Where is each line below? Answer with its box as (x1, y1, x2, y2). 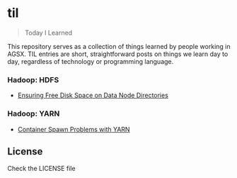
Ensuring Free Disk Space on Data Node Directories (17, 91, 168, 100)
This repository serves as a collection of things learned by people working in (7, 42, 231, 50)
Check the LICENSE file (7, 165, 76, 173)
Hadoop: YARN (7, 109, 60, 118)
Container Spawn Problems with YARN (17, 125, 130, 133)
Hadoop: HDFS (7, 74, 59, 84)
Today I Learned (24, 28, 73, 37)
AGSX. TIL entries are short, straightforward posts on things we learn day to (7, 50, 229, 58)
